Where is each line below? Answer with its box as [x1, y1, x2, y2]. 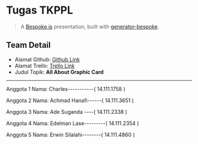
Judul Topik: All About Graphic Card [14, 68, 104, 76]
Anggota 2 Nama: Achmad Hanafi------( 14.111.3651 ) [6, 97, 134, 104]
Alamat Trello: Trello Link [14, 62, 75, 69]
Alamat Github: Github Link [14, 55, 80, 63]
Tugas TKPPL [6, 4, 74, 17]
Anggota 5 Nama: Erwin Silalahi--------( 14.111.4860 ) [6, 131, 136, 138]
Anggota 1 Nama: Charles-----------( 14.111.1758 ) [6, 85, 126, 92]
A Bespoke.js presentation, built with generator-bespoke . [20, 23, 160, 30]
